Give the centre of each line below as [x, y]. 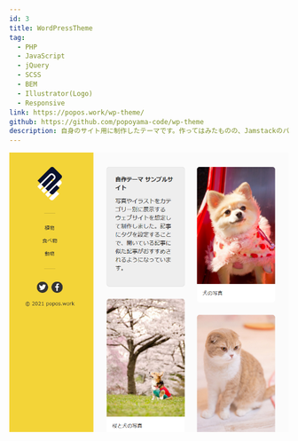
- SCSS [29, 75]
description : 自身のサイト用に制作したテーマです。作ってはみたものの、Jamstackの [146, 131]
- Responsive [41, 103]
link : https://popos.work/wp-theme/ [77, 112]
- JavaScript [41, 56]
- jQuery [33, 66]
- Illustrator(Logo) [55, 93]
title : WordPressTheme [51, 28]
